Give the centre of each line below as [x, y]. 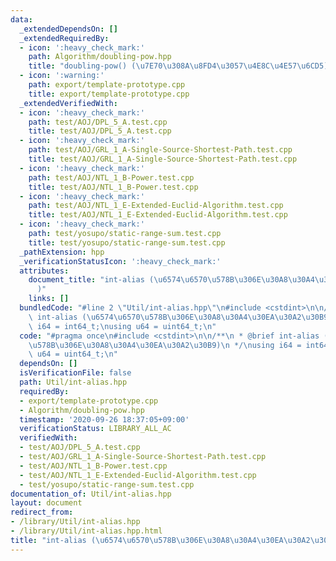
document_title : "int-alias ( [91, 280]
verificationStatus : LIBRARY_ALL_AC [95, 429]
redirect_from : [42, 512]
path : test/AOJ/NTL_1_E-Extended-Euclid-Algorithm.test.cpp [156, 206]
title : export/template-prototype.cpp [109, 94]
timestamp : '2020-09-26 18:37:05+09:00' [104, 419]
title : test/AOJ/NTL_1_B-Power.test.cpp [113, 187]
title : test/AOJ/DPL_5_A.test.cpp [100, 131]
